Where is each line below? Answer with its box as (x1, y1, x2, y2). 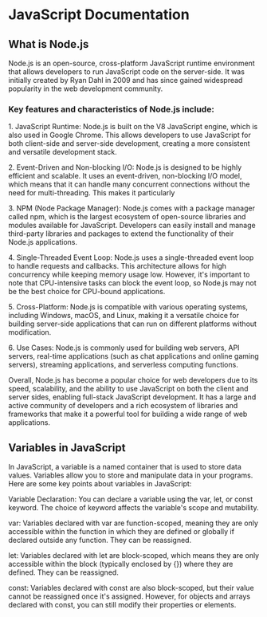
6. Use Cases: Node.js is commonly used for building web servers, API (8, 343, 240, 352)
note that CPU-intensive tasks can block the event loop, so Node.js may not (8, 278, 257, 288)
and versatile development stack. (8, 147, 117, 157)
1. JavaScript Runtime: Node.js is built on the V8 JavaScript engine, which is (8, 122, 258, 132)
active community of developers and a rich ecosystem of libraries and (8, 401, 238, 411)
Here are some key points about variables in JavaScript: (8, 479, 192, 489)
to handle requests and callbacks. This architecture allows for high (8, 261, 227, 271)
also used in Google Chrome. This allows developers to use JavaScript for (8, 130, 251, 140)
